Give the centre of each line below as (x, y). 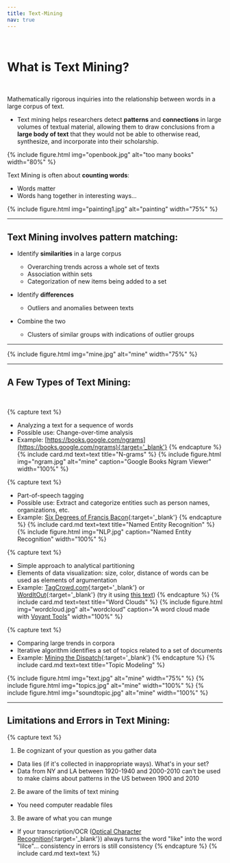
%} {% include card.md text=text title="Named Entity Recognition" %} (116, 525)
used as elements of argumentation (67, 580)
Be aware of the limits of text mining (68, 791)
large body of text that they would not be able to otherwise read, (108, 134)
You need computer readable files (65, 805)
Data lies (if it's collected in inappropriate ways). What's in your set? (113, 764)
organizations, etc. (43, 510)
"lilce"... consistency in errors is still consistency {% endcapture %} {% (117, 846)
